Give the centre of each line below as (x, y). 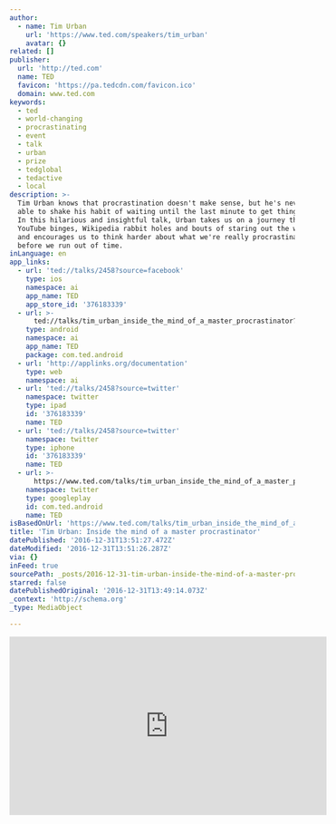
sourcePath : (32, 574)
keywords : (28, 102)
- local (32, 187)
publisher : (30, 60)
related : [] (32, 52)
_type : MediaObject (46, 608)
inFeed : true (34, 566)
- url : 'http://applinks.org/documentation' (103, 364)
